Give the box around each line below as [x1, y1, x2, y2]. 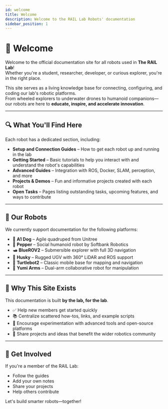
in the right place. [5, 75, 41, 81]
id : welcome [5, 7, 30, 12]
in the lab [12, 151, 32, 157]
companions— [128, 95, 159, 101]
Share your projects [12, 383, 53, 389]
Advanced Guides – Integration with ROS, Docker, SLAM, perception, [12, 167, 155, 173]
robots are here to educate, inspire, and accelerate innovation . [13, 101, 145, 107]
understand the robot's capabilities [12, 162, 85, 168]
